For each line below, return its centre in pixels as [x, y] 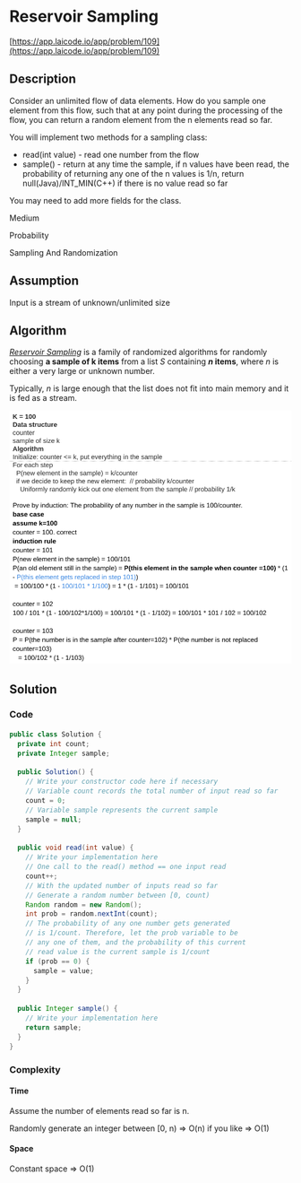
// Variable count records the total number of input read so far [152, 791]
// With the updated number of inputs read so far [122, 885]
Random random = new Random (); [84, 905]
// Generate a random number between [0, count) [118, 895]
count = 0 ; [46, 800]
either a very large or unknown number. [82, 371]
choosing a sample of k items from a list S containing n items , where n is [144, 361]
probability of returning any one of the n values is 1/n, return [133, 173]
